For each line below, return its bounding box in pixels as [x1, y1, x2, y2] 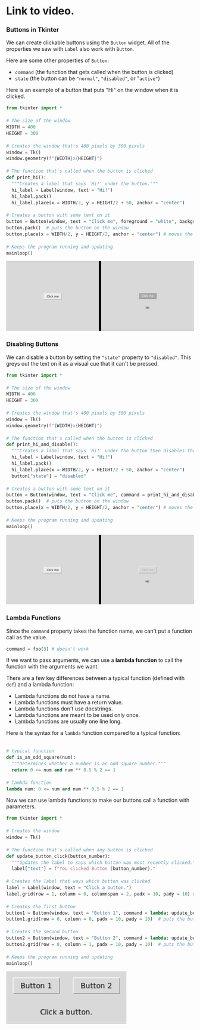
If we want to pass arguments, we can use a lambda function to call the [6, 657, 183, 664]
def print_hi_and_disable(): [6, 442, 79, 447]
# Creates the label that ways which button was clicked [6, 878, 151, 885]
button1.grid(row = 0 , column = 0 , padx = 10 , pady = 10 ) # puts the [6, 916, 185, 922]
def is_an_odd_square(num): [6, 755, 76, 761]
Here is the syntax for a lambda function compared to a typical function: [6, 729, 181, 737]
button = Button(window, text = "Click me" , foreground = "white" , [6, 219, 177, 225]
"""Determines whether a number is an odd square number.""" [11, 761, 167, 767]
